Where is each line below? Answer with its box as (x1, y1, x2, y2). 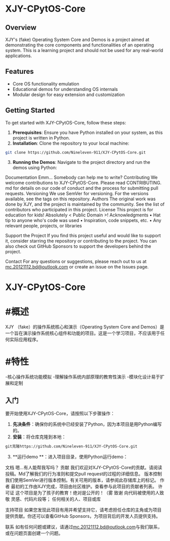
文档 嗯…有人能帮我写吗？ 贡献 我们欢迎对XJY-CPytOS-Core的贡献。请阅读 (5, 465, 163, 471)
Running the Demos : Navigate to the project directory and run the (12, 159, 150, 165)
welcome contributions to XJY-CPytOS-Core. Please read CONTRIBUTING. (5, 179, 162, 186)
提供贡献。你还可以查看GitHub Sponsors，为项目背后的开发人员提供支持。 (5, 513, 161, 519)
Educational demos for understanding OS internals (12, 86, 118, 92)
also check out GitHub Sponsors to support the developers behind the (5, 243, 151, 249)
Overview (5, 23, 37, 32)
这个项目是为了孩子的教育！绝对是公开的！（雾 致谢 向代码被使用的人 (15, 490, 160, 496)
